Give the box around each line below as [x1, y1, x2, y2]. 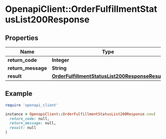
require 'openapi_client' [5, 102, 58, 107]
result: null [9, 125, 37, 131]
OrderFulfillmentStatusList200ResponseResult [51, 73, 165, 80]
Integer [51, 57, 70, 63]
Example [5, 90, 33, 98]
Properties [5, 34, 39, 42]
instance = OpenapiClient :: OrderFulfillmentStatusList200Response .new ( [5, 111, 156, 117]
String [51, 65, 67, 71]
